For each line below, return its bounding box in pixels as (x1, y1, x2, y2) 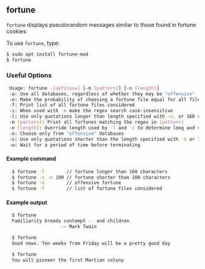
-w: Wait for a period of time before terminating (9, 142, 140, 148)
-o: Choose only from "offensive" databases (9, 131, 124, 137)
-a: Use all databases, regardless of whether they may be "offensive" (9, 91, 195, 97)
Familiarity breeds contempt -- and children (12, 218, 130, 224)
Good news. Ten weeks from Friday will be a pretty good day (12, 240, 171, 246)
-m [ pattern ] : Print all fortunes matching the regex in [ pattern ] (9, 119, 184, 126)
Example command (6, 155, 56, 162)
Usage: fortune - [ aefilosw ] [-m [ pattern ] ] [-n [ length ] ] (9, 85, 160, 91)
